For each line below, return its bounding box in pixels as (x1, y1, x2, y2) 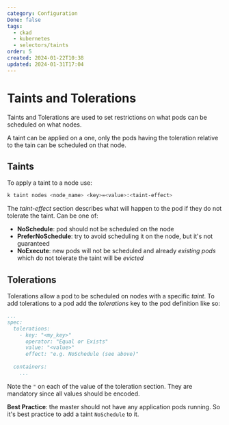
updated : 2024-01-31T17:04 (7, 61, 84, 68)
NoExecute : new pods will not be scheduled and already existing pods (16, 247, 217, 255)
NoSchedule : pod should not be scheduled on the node (16, 225, 174, 233)
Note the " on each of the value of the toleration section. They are (7, 382, 193, 390)
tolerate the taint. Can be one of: (7, 211, 99, 220)
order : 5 (7, 49, 32, 55)
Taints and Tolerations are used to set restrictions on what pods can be (7, 113, 207, 121)
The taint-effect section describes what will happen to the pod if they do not (7, 205, 222, 213)
